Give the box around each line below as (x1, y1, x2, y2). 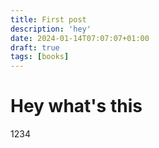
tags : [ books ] (10, 52, 70, 62)
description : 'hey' (10, 24, 92, 34)
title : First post (10, 14, 87, 25)
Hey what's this (10, 95, 143, 118)
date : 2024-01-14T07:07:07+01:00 (10, 33, 150, 43)
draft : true (10, 42, 60, 53)
